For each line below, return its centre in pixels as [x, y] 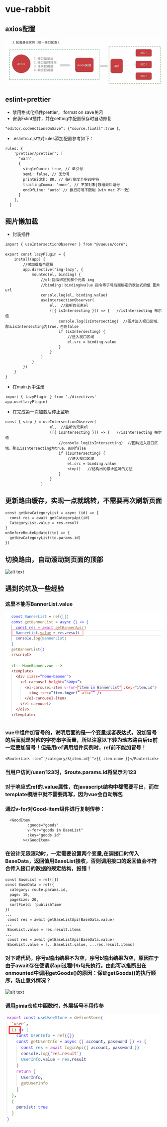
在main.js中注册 [28, 387]
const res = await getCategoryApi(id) [50, 518]
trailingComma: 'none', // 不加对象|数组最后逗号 [72, 185]
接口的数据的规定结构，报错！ [56, 868]
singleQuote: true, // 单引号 [53, 169]
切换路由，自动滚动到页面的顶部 [54, 559]
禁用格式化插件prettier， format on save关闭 [58, 112]
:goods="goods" [43, 825]
